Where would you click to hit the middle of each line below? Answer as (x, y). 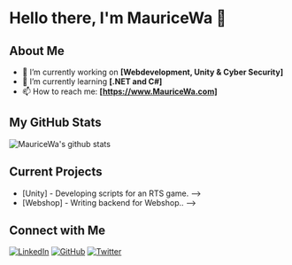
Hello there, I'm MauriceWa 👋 (118, 18)
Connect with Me (58, 231)
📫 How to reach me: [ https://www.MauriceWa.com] (119, 91)
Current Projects (56, 172)
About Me (37, 51)
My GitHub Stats (55, 123)
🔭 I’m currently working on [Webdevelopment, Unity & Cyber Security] (153, 72)
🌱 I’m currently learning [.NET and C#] (92, 82)
